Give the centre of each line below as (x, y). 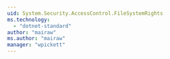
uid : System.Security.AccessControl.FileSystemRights (85, 13)
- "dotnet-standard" (42, 26)
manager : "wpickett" (37, 45)
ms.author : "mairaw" (37, 39)
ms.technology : (29, 20)
